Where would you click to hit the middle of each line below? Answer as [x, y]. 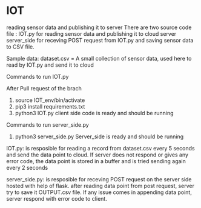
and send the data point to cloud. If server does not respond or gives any [97, 155]
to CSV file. [20, 47]
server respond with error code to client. [57, 198]
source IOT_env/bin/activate [50, 100]
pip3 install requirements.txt [50, 106]
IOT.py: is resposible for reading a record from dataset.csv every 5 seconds [100, 148]
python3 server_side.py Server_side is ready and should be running [99, 136]
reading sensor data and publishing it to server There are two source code [99, 27]
